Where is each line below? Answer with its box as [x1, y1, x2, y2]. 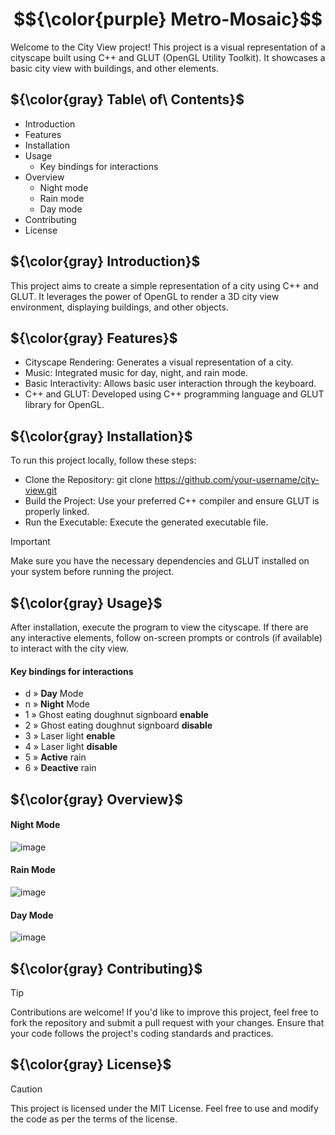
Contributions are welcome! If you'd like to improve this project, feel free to [10, 1006, 319, 1018]
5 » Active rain [24, 751, 87, 763]
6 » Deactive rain [24, 762, 97, 774]
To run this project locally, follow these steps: [10, 454, 197, 467]
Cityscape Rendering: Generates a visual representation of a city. [24, 356, 294, 368]
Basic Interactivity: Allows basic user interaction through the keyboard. [24, 378, 317, 390]
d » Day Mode [24, 688, 84, 700]
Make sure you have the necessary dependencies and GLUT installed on [10, 555, 310, 567]
